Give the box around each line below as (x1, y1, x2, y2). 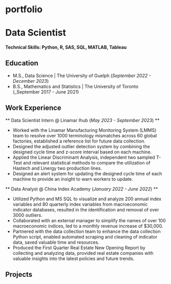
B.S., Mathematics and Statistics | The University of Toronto (12, 83, 139, 89)
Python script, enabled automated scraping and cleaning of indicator (12, 233, 157, 240)
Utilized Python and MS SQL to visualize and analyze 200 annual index (12, 196, 162, 202)
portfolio (5, 4, 43, 15)
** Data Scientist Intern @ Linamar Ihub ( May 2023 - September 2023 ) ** (5, 117, 160, 123)
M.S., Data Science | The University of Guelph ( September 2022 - (12, 73, 152, 79)
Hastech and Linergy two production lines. (12, 165, 102, 171)
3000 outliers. (12, 212, 42, 218)
